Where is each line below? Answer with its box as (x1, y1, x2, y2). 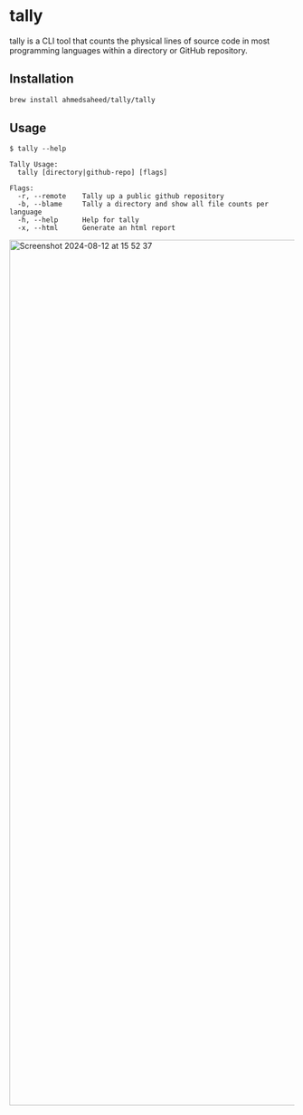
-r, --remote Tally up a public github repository (17, 192, 224, 201)
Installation (9, 72, 74, 87)
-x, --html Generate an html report (17, 224, 176, 233)
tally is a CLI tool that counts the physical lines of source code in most (9, 35, 270, 46)
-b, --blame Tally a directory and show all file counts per (17, 200, 270, 209)
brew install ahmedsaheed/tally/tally (9, 95, 156, 104)
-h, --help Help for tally (17, 216, 140, 225)
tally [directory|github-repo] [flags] (17, 168, 168, 178)
